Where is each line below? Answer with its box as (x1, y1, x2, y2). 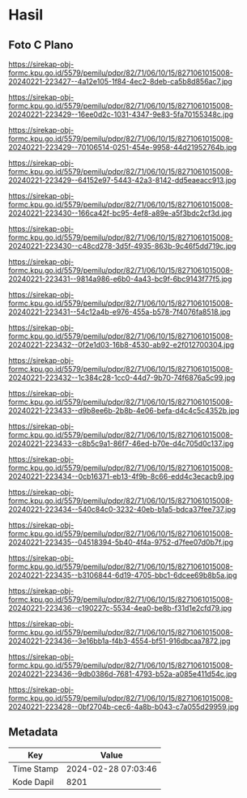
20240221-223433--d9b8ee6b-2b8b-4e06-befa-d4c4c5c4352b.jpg (8, 406, 240, 415)
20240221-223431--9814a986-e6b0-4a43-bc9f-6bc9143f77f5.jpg (8, 274, 232, 284)
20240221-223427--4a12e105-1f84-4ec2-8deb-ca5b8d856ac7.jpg (8, 77, 232, 86)
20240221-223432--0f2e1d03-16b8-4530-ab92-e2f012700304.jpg (8, 340, 235, 349)
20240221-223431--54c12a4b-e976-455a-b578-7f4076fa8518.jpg (8, 307, 231, 317)
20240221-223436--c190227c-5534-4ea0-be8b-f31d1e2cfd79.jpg (8, 604, 232, 612)
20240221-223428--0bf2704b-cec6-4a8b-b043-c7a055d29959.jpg (8, 702, 239, 711)
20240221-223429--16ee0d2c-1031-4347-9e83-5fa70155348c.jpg (8, 109, 234, 119)
